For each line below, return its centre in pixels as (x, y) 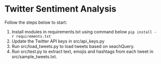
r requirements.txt (31, 36)
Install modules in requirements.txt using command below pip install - (84, 32)
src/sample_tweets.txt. (34, 56)
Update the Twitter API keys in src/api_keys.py (58, 41)
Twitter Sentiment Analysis (61, 9)
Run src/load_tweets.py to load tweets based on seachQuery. (73, 46)
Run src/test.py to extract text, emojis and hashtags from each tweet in (82, 51)
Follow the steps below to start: (36, 22)
